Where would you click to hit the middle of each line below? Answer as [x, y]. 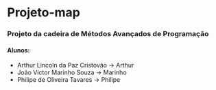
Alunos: [19, 50]
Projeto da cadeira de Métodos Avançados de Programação [108, 34]
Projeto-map [44, 13]
